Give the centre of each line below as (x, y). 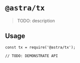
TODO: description (36, 21)
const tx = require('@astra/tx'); (40, 47)
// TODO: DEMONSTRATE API (31, 56)
